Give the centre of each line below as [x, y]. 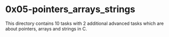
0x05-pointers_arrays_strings [70, 9]
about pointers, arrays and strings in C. [46, 28]
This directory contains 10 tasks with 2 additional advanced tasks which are [84, 23]
